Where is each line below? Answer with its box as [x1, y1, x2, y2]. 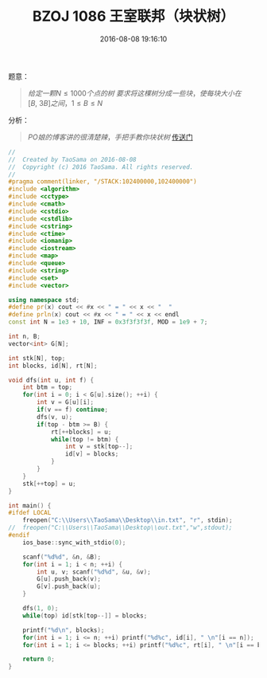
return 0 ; [22, 655, 56, 664]
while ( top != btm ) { [50, 435, 119, 443]
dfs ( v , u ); [37, 413, 73, 421]
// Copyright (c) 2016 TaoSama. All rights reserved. [8, 163, 194, 171]
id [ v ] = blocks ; [64, 450, 119, 458]
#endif [8, 531, 30, 539]
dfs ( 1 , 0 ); [22, 605, 59, 613]
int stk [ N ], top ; [8, 354, 66, 363]
